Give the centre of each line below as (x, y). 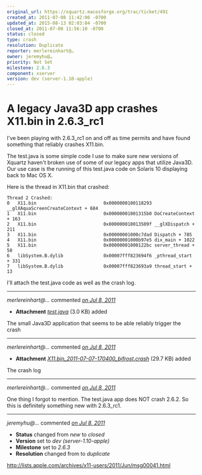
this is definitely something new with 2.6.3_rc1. (64, 406)
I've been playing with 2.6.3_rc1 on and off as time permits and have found (99, 138)
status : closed (26, 34)
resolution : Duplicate (35, 46)
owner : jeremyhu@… (30, 57)
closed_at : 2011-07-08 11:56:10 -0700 (55, 29)
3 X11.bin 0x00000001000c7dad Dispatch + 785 (100, 235)
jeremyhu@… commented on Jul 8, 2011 (56, 423)
